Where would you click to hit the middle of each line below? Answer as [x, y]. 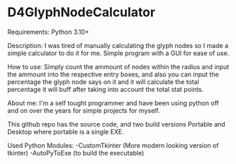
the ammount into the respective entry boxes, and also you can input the [113, 74]
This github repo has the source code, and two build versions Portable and [116, 124]
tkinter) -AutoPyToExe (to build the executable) [76, 153]
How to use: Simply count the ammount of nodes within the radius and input [118, 66]
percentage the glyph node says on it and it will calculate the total [103, 81]
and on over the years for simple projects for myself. [84, 110]
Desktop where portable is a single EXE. [66, 131]
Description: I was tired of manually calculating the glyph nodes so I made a [118, 45]
